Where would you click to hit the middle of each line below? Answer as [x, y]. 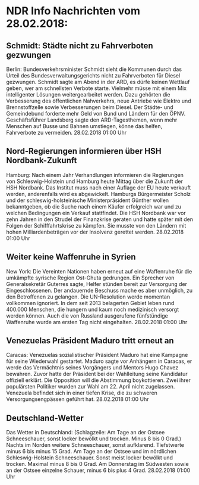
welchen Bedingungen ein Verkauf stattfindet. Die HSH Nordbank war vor [96, 213]
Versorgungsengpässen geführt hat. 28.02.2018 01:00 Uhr [78, 399]
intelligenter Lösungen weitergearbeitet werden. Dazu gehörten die [88, 94]
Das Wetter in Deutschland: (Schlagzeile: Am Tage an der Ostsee [86, 433]
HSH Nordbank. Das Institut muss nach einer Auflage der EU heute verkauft [99, 187]
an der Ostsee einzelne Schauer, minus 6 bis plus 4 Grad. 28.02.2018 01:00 [98, 470]
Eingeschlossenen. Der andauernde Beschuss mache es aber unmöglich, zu [99, 290]
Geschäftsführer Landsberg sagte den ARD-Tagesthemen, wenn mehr [92, 120]
